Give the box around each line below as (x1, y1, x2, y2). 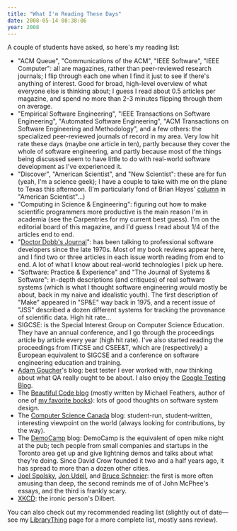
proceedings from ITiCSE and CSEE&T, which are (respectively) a (17, 344, 209, 352)
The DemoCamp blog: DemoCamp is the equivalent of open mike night (17, 434, 224, 442)
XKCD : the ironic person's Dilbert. (17, 494, 117, 503)
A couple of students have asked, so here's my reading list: (7, 43, 180, 52)
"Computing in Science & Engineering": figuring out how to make (17, 200, 207, 209)
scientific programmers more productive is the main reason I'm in (17, 207, 209, 217)
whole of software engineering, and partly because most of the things (17, 147, 221, 156)
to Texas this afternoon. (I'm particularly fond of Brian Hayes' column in (17, 185, 226, 194)
